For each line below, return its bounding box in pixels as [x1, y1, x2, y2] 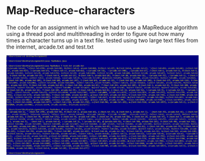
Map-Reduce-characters [6, 4, 135, 18]
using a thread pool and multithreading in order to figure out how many [6, 30, 184, 37]
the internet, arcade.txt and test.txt [6, 43, 94, 50]
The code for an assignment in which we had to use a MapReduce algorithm [6, 24, 198, 31]
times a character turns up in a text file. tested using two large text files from [6, 36, 198, 44]
